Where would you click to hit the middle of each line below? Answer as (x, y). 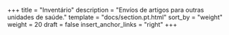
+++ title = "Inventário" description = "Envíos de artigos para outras (106, 10)
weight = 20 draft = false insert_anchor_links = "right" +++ (92, 24)
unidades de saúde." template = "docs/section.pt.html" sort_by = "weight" (115, 17)
